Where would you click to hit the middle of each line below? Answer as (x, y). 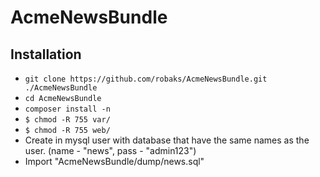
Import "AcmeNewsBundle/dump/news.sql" (114, 161)
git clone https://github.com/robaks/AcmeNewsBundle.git (146, 79)
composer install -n (67, 109)
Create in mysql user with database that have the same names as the (167, 140)
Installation (46, 54)
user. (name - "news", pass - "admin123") (110, 150)
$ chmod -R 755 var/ (67, 120)
